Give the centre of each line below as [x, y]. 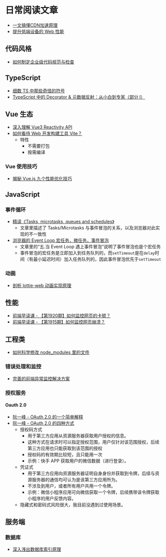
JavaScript [23, 194]
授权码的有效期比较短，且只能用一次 [65, 454]
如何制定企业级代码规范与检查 [43, 62]
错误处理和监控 [23, 367]
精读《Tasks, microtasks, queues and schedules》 [63, 222]
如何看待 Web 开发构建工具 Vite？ [47, 133]
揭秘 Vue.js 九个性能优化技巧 [42, 178]
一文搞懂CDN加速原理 [35, 25]
